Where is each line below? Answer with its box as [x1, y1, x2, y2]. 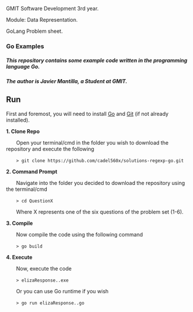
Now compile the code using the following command [16, 231, 143, 238]
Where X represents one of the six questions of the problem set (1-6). [16, 208, 184, 215]
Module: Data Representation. [6, 16, 78, 23]
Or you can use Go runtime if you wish [16, 287, 109, 294]
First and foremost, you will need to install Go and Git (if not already [6, 110, 168, 117]
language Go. [6, 63, 40, 70]
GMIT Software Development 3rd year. [6, 5, 99, 12]
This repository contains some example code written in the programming [6, 57, 188, 64]
